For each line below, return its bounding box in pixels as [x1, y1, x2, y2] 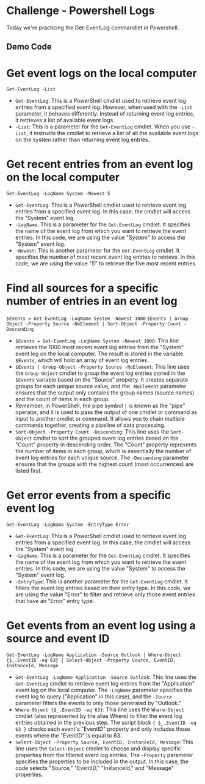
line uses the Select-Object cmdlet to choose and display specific [15, 745, 181, 752]
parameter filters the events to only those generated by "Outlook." [15, 700, 182, 707]
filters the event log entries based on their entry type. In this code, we [15, 585, 191, 592]
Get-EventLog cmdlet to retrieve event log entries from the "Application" [15, 680, 195, 687]
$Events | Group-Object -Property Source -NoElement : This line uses [15, 363, 190, 371]
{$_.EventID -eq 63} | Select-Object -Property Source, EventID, [6, 657, 176, 664]
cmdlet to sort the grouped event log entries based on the [33, 435, 179, 442]
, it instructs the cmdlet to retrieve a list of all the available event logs [26, 130, 199, 137]
